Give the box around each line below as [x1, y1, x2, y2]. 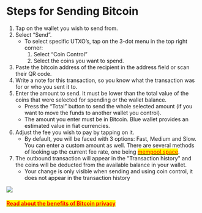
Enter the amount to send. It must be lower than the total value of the [15, 89, 189, 97]
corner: [24, 44, 43, 51]
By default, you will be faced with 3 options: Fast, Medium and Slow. [24, 135, 197, 142]
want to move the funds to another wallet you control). [24, 109, 162, 116]
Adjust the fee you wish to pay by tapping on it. [15, 129, 135, 136]
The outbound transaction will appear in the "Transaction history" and [15, 154, 192, 162]
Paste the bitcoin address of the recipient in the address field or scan [15, 63, 190, 71]
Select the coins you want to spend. [33, 57, 124, 64]
